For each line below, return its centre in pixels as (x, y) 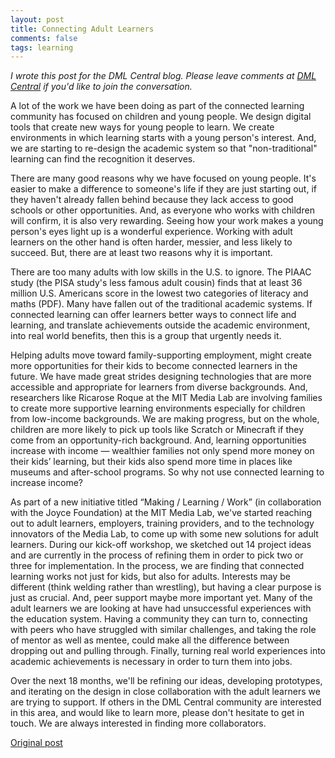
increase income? (46, 483)
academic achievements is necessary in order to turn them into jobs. (151, 662)
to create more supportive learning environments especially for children (158, 408)
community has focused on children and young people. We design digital (161, 117)
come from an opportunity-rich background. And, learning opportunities (158, 440)
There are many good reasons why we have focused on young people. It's (163, 178)
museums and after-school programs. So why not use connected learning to (167, 472)
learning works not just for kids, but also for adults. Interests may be (151, 577)
